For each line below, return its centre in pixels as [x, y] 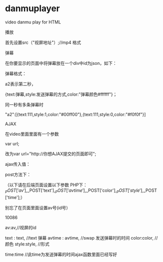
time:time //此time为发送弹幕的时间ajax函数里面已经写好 [61, 254]
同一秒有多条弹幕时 [24, 104]
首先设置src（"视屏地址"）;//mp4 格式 [43, 42]
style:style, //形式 [32, 244]
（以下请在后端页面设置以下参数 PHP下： [46, 185]
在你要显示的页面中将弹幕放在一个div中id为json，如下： [61, 63]
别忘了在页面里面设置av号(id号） [38, 207]
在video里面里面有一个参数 [32, 134]
